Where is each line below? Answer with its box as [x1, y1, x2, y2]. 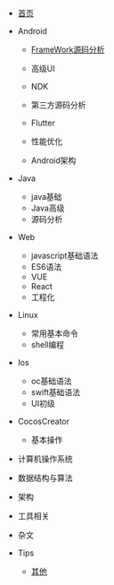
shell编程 [30, 340, 65, 349]
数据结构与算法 [17, 473, 73, 483]
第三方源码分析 [30, 99, 86, 110]
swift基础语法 [30, 387, 81, 397]
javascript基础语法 [30, 250, 99, 261]
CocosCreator [17, 416, 69, 426]
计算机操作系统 [17, 453, 73, 464]
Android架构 [30, 155, 77, 166]
